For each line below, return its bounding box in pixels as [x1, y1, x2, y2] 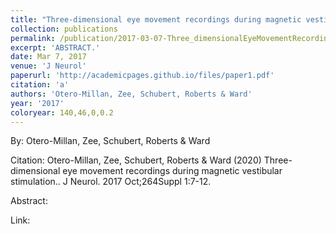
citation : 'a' [10, 80, 70, 90]
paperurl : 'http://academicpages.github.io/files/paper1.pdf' [10, 71, 275, 81]
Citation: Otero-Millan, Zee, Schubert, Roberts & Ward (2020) [10, 154, 262, 166]
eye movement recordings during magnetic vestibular [62, 165, 283, 177]
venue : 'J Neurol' [10, 61, 87, 71]
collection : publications [10, 24, 118, 34]
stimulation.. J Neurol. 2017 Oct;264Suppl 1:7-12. [10, 176, 212, 188]
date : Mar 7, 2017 [10, 52, 87, 62]
